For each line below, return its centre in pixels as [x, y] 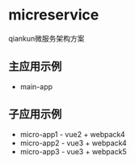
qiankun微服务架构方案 [46, 38]
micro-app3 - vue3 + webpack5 [73, 151]
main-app [36, 86]
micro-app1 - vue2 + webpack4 [72, 134]
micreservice [54, 15]
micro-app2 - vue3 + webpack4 [73, 143]
